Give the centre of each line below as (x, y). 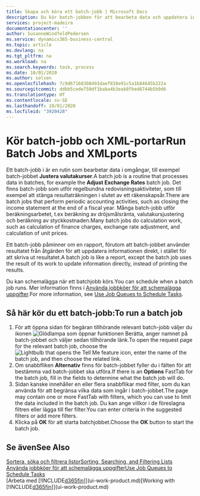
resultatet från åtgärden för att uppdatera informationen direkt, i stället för (96, 251)
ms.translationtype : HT (36, 95)
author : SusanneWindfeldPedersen (48, 34)
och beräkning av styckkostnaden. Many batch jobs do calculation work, (94, 220)
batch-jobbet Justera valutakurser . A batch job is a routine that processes (97, 176)
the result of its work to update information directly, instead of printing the (97, 264)
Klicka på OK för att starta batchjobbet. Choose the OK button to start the (104, 422)
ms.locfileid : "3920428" (37, 111)
